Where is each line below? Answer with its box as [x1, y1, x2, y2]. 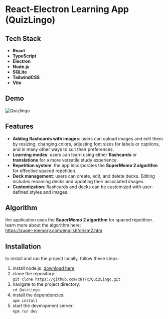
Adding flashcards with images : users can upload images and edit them [12, 135, 163, 141]
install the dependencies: [12, 292, 65, 298]
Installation [5, 242, 41, 251]
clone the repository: [12, 271, 56, 277]
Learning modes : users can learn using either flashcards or [12, 151, 137, 157]
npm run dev [12, 309, 38, 314]
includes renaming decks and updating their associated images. [12, 178, 145, 184]
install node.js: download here [12, 265, 75, 271]
